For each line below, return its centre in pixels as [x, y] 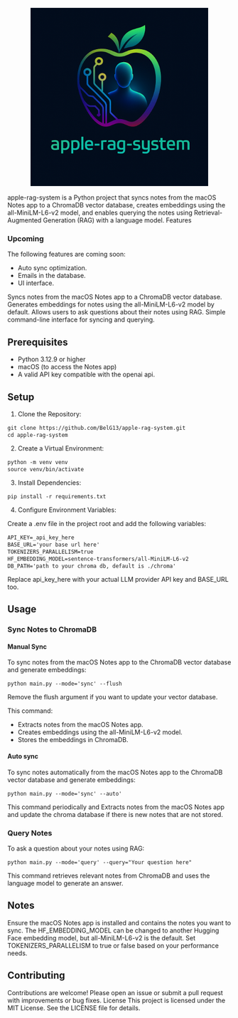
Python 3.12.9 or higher [52, 359]
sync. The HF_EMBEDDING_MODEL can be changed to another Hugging [113, 930]
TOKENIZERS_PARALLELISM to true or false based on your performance [113, 945]
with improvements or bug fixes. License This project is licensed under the [117, 1000]
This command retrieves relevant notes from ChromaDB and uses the [109, 875]
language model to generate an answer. [65, 883]
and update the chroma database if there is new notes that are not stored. [115, 814]
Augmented [25, 220]
